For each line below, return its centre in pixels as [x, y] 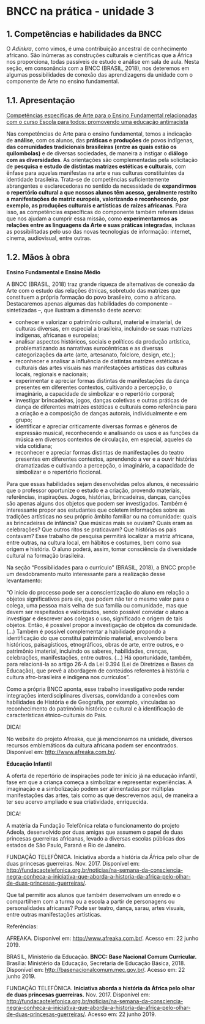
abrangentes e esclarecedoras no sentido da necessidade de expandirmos [102, 186]
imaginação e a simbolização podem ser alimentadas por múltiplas [90, 788]
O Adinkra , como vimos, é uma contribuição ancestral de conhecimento [97, 48]
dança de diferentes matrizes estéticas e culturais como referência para [106, 407]
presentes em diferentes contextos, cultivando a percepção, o [94, 387]
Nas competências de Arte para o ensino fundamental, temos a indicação [99, 134]
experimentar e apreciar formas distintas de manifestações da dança [102, 380]
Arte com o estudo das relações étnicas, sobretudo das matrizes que [93, 290]
